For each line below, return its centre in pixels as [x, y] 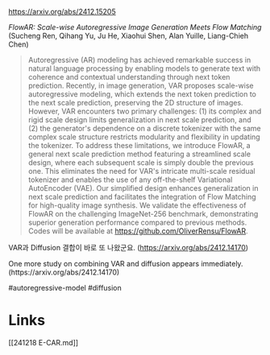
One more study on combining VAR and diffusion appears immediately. [126, 264]
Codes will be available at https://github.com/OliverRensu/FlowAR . [138, 231]
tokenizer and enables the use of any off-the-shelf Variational [130, 180]
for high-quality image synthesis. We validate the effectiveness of [137, 205]
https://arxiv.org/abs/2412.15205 [62, 12]
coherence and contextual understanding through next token [129, 77]
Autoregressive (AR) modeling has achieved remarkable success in [139, 60]
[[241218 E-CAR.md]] [44, 342]
